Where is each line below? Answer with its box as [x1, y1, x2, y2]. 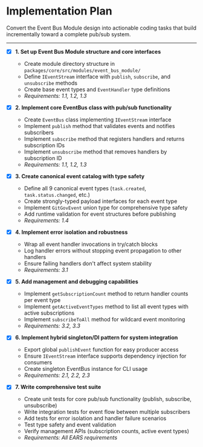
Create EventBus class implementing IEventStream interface [24, 116, 172, 123]
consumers [24, 359, 53, 366]
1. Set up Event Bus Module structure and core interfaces [14, 48, 161, 55]
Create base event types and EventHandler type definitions [24, 86, 170, 93]
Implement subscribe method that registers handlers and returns [24, 135, 185, 143]
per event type [24, 297, 61, 304]
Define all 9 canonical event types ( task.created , [24, 185, 146, 192]
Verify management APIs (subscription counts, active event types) [24, 428, 189, 435]
